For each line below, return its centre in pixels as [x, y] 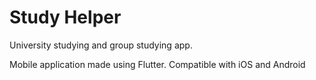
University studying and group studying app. [101, 45]
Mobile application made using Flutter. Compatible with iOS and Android [157, 64]
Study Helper [65, 17]
